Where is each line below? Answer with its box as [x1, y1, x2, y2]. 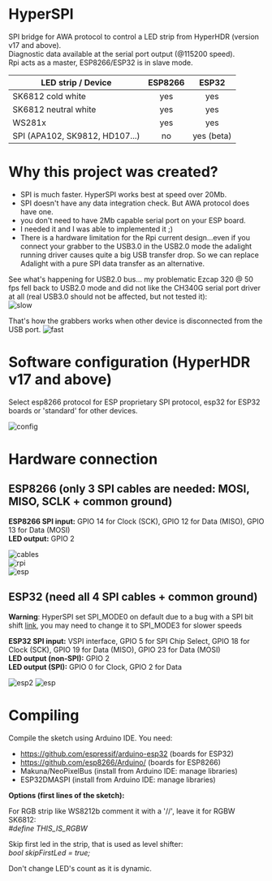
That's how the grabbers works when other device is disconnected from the [8, 316, 263, 326]
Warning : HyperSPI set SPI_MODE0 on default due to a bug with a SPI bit [8, 611, 253, 621]
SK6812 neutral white [12, 103, 97, 114]
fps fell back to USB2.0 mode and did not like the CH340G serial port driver [8, 283, 261, 292]
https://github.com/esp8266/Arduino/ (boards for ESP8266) [19, 757, 222, 767]
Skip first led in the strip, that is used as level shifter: [8, 839, 183, 849]
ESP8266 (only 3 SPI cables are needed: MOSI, [8, 482, 250, 496]
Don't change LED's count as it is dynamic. [8, 863, 153, 873]
